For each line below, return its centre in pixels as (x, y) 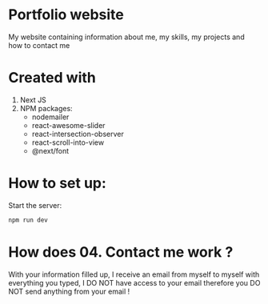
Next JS (33, 100)
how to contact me (39, 45)
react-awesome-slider (68, 125)
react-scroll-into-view (68, 142)
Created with (52, 78)
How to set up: (57, 184)
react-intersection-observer (78, 134)
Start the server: (35, 205)
